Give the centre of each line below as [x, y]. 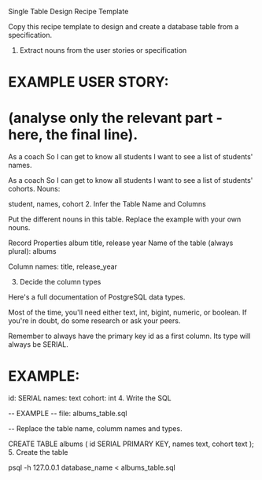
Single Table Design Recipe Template [68, 11]
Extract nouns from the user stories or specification [103, 50]
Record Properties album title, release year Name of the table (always [121, 243]
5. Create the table [38, 452]
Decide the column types [60, 282]
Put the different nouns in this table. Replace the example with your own [125, 219]
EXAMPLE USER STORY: [89, 82]
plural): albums [32, 251]
